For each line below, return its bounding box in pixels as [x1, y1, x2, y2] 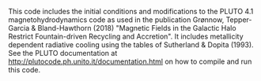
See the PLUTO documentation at [8, 49, 118, 57]
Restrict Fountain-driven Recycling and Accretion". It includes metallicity [8, 31, 244, 41]
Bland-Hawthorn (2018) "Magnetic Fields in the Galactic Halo [37, 24, 236, 32]
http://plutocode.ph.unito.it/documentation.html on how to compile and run [8, 57, 252, 66]
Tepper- [225, 15, 252, 24]
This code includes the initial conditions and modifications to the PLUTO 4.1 [8, 7, 254, 16]
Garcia [8, 24, 30, 32]
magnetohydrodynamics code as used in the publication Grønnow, [8, 15, 225, 24]
